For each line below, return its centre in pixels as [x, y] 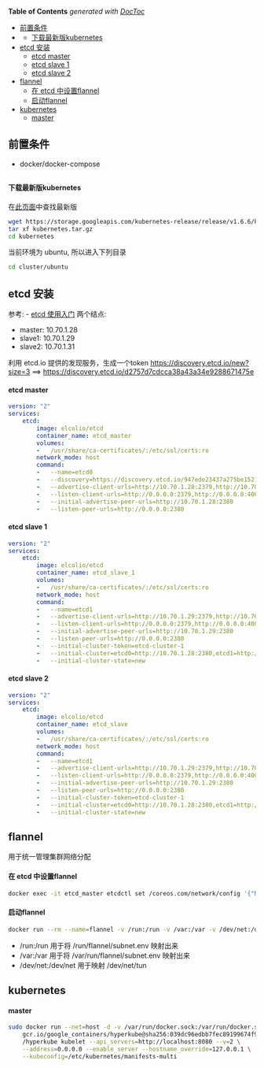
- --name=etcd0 [64, 473]
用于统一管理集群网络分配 [49, 857]
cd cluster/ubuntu [38, 267]
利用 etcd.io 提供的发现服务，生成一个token [79, 363]
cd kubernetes [31, 236]
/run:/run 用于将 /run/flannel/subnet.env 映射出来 [99, 945]
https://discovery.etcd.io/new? [200, 363]
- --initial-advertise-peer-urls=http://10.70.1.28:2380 [135, 502]
